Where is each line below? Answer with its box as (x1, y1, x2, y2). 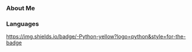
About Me (6, 4, 36, 12)
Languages (6, 19, 40, 27)
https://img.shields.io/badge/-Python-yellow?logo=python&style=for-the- (6, 33, 186, 40)
